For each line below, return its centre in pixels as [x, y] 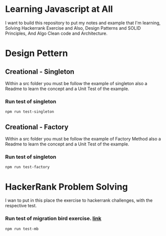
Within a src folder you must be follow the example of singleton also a [76, 83]
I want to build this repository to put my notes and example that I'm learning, [83, 23]
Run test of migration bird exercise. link [53, 219]
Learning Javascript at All [59, 9]
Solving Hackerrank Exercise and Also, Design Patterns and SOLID [73, 28]
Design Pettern [37, 53]
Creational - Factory [37, 127]
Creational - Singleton [40, 71]
